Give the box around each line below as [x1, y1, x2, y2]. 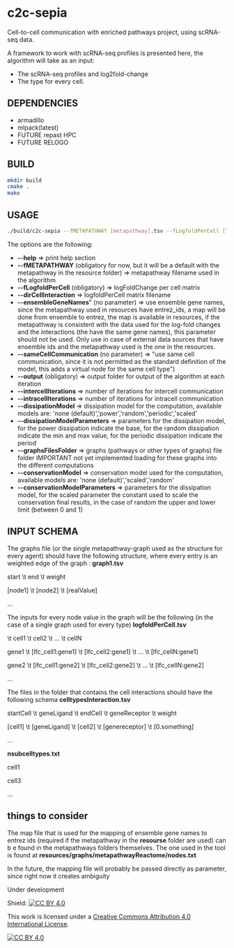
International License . [7, 919, 70, 928]
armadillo [17, 116, 45, 124]
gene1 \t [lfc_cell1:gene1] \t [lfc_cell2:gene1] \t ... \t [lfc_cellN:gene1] [7, 647, 198, 656]
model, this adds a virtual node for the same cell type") [17, 365, 175, 373]
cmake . [7, 183, 30, 190]
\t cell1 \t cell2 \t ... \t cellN [7, 634, 82, 642]
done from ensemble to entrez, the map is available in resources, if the [17, 312, 221, 321]
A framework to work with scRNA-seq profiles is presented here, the [7, 49, 204, 57]
